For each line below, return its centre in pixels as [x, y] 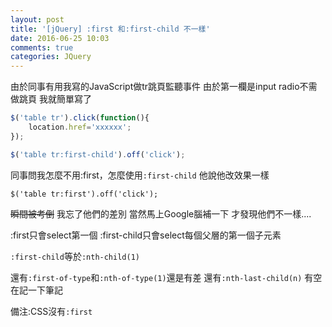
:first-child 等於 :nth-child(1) [75, 256]
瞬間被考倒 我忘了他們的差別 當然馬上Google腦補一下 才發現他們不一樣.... [161, 213]
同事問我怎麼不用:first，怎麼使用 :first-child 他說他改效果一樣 [140, 175]
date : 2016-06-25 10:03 [60, 38]
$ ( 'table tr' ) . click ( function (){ [80, 118]
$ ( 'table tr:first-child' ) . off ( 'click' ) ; [98, 154]
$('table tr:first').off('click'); [84, 194]
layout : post [37, 19]
